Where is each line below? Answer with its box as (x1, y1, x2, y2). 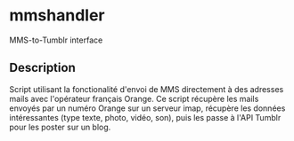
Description (9, 60, 76, 75)
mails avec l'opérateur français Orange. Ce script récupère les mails (9, 93, 259, 104)
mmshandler (9, 5, 105, 26)
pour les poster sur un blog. (9, 121, 111, 132)
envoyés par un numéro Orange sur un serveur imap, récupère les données (9, 103, 286, 114)
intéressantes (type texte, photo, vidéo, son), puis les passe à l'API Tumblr (9, 112, 282, 122)
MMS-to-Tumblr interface (9, 35, 103, 45)
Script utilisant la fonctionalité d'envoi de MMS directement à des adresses (9, 83, 284, 94)
